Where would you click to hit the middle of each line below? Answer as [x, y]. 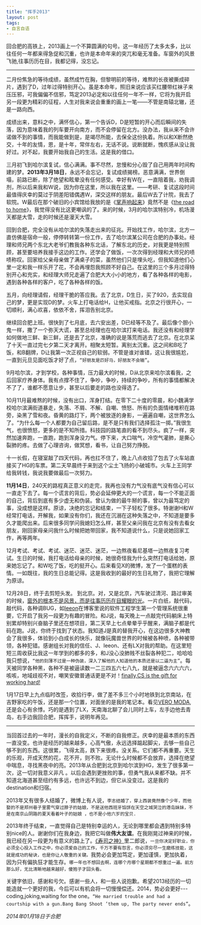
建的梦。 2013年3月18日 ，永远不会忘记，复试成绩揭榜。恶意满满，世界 [93, 172]
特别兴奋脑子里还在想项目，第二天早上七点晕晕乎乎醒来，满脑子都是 [106, 623]
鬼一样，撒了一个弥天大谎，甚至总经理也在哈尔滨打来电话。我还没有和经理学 [100, 330]
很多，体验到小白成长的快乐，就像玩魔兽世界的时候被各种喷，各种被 [106, 638]
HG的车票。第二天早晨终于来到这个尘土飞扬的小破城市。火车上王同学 [107, 465]
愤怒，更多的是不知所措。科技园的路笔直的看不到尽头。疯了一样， [108, 430]
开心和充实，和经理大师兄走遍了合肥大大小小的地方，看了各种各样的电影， [103, 275]
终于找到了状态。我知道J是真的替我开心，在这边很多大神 [115, 631]
